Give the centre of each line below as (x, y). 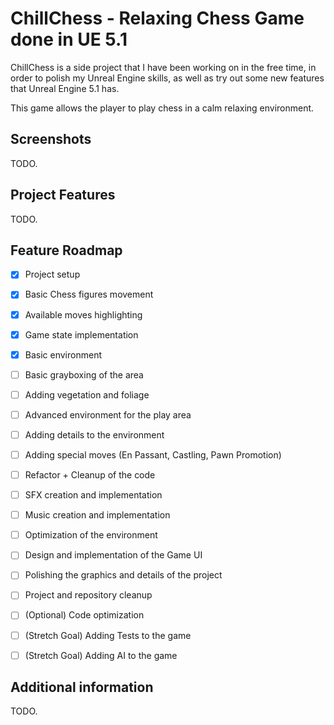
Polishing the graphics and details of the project (123, 575)
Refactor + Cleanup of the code (90, 475)
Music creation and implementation (97, 515)
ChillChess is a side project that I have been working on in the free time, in (163, 67)
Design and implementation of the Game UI (113, 555)
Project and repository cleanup (88, 595)
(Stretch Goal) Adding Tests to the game (108, 635)
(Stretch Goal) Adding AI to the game (101, 655)
